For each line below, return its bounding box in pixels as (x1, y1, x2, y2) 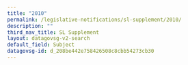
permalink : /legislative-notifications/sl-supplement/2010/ (7, 16, 183, 23)
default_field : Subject (7, 41, 75, 48)
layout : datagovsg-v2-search (7, 35, 90, 42)
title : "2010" (7, 9, 48, 17)
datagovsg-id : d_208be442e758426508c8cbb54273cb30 (7, 48, 155, 55)
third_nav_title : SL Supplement (7, 28, 99, 36)
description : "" (7, 22, 53, 29)
